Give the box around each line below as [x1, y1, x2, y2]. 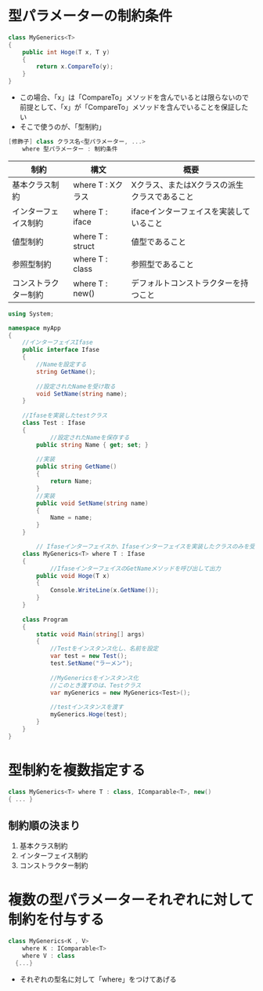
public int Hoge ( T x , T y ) [22, 48, 110, 56]
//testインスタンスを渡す [49, 704, 124, 711]
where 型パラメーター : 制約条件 [22, 144, 118, 153]
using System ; [8, 309, 55, 318]
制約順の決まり [8, 818, 81, 832]
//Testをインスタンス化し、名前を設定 [49, 645, 159, 653]
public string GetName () [36, 463, 117, 471]
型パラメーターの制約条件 [8, 7, 173, 25]
